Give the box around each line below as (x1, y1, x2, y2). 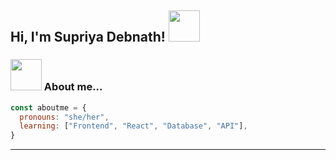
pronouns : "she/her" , (19, 112, 110, 122)
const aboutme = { (10, 102, 87, 113)
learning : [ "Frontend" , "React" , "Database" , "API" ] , (19, 121, 248, 131)
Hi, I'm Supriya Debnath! (10, 29, 166, 46)
